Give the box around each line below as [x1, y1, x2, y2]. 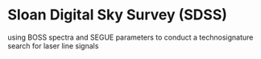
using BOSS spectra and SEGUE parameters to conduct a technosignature [7, 32, 254, 42]
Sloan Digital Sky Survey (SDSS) [7, 6, 227, 24]
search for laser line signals [7, 40, 99, 50]
